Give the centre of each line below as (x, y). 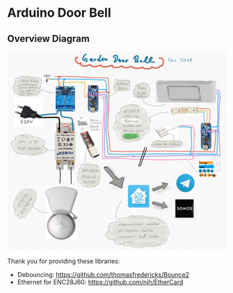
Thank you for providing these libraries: (64, 261)
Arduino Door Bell (59, 13)
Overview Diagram (49, 39)
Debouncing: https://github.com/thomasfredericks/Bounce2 (103, 274)
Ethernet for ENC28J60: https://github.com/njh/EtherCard (100, 282)
